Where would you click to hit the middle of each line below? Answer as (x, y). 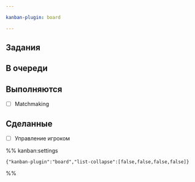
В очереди (27, 68)
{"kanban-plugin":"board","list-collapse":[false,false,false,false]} (97, 162)
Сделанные (29, 123)
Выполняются (34, 89)
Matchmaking (32, 104)
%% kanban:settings (32, 151)
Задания (23, 47)
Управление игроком (42, 138)
